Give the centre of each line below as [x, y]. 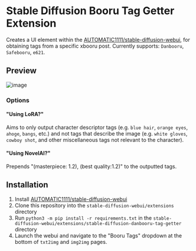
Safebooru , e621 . [26, 52]
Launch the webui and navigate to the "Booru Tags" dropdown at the [98, 235]
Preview [22, 71]
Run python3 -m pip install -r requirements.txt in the [83, 218]
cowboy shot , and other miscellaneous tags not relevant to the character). [95, 140]
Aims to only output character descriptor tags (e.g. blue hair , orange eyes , [97, 127]
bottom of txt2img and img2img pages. [61, 242]
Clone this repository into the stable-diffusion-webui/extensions [94, 205]
